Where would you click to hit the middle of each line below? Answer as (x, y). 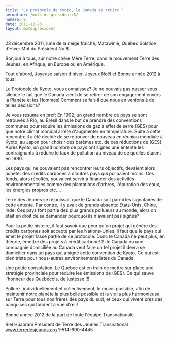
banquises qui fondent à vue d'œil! (42, 305)
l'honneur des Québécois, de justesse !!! (47, 279)
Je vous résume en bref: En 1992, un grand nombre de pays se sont (76, 115)
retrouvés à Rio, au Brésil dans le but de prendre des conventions (74, 120)
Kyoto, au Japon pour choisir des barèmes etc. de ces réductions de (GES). (84, 142)
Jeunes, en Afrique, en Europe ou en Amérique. (55, 64)
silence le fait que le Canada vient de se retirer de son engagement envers (83, 95)
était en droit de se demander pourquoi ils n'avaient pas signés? (72, 216)
